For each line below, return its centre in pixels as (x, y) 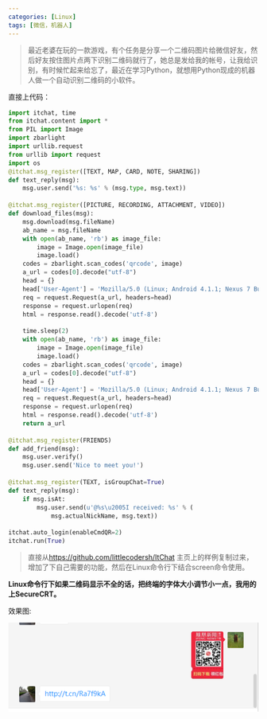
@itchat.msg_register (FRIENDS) (60, 440)
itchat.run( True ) (37, 541)
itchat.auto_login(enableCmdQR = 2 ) (66, 533)
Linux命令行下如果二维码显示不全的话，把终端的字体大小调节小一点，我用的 (132, 584)
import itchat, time (43, 113)
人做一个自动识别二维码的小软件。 (83, 80)
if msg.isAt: (44, 499)
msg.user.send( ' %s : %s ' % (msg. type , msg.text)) (104, 188)
